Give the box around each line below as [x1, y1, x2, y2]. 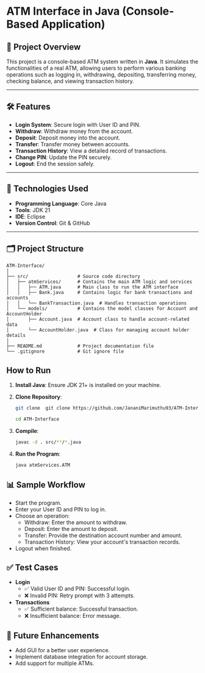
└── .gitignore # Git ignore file [6, 348, 124, 355]
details [6, 333, 26, 339]
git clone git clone [15, 405, 70, 412]
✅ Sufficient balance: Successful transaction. [24, 605, 138, 613]
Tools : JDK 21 [15, 206, 51, 214]
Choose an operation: [15, 512, 70, 519]
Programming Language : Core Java [15, 200, 107, 207]
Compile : [15, 427, 39, 434]
